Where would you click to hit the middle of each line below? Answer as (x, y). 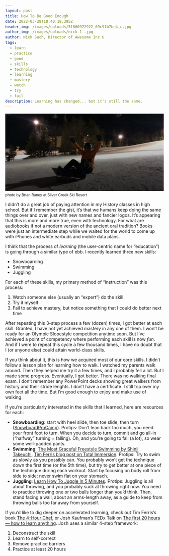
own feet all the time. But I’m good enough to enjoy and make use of (76, 392)
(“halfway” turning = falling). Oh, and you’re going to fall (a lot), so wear (87, 438)
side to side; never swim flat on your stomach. (60, 476)
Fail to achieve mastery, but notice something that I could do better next (87, 308)
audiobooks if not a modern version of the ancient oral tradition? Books (79, 226)
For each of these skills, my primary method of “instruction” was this (76, 282)
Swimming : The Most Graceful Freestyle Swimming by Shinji (75, 449)
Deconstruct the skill (34, 533)
